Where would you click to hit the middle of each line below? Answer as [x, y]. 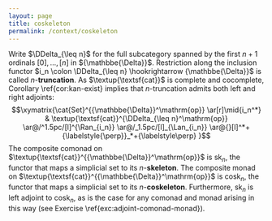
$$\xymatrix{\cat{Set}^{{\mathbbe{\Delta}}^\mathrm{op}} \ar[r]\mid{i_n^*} [136, 110]
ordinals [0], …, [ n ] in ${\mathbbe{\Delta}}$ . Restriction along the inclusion [133, 63]
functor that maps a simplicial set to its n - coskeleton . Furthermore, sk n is [131, 188]
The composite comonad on [56, 149]
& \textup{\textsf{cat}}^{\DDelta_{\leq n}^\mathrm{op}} [136, 119]
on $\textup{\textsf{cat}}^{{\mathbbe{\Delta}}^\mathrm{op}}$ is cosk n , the [134, 177]
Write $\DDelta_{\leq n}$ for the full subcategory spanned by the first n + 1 [133, 54]
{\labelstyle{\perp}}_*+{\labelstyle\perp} [130, 136]
